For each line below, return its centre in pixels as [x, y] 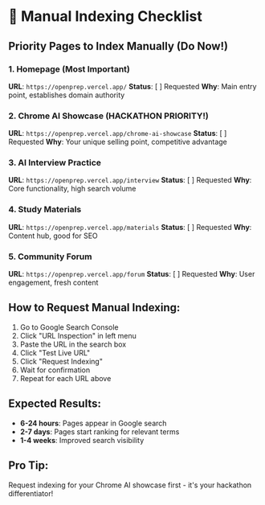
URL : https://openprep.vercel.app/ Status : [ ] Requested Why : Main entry [132, 86]
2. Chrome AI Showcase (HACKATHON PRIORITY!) [108, 116]
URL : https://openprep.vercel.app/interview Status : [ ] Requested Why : [130, 180]
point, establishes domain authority [67, 95]
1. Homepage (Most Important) [69, 69]
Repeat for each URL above [65, 378]
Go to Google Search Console [69, 327]
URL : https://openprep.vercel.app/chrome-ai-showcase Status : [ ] [118, 133]
